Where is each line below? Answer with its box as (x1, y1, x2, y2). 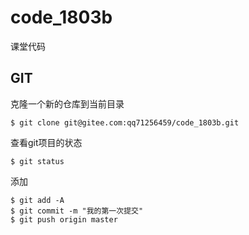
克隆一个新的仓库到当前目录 (10, 97, 125, 110)
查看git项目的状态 (10, 136, 83, 148)
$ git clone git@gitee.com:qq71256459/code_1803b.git (10, 117, 240, 128)
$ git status (10, 156, 65, 166)
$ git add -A (10, 195, 65, 205)
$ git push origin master (10, 214, 118, 225)
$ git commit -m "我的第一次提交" (10, 206, 144, 216)
